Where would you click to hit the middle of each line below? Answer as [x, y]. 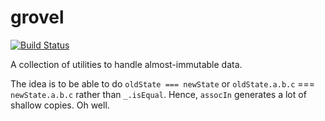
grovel [37, 17]
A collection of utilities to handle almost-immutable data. [126, 64]
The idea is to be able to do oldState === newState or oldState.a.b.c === [163, 83]
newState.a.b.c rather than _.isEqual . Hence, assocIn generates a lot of [158, 94]
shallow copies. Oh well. [60, 105]
